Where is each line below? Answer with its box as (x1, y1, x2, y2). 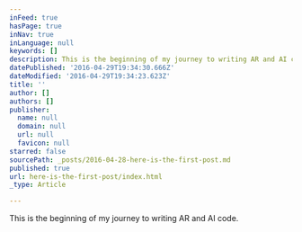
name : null (17, 113, 58, 122)
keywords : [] (9, 47, 58, 56)
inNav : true (9, 30, 54, 39)
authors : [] (9, 96, 54, 106)
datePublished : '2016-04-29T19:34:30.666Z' (9, 64, 175, 73)
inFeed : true (9, 13, 58, 22)
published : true (9, 164, 70, 173)
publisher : (9, 105, 50, 114)
